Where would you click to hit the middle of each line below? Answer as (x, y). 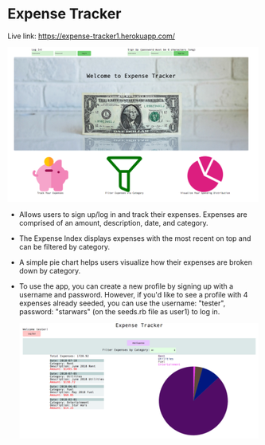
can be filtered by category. (64, 246)
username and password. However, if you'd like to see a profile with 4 (133, 294)
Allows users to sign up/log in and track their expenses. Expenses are (133, 214)
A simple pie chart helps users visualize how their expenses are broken (135, 262)
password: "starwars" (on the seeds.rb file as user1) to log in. (119, 311)
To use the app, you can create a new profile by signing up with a (126, 286)
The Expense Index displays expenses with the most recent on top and (135, 238)
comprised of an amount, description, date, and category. (113, 222)
